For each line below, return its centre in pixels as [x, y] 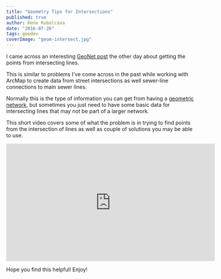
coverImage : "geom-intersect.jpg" [49, 39]
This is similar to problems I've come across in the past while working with [97, 74]
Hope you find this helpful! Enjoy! [47, 269]
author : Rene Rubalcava [36, 23]
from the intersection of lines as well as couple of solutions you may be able [99, 129]
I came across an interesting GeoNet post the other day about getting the [96, 56]
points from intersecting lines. [43, 63]
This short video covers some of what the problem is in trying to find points [98, 123]
